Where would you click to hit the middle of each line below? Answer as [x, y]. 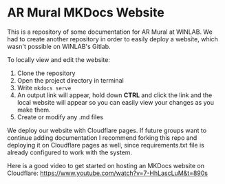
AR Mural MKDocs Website [86, 13]
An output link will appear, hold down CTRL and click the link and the [115, 95]
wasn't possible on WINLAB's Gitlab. [59, 46]
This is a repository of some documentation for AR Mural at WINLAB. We [110, 32]
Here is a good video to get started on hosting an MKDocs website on [106, 165]
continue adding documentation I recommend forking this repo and [102, 137]
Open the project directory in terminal [70, 80]
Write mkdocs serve [44, 88]
